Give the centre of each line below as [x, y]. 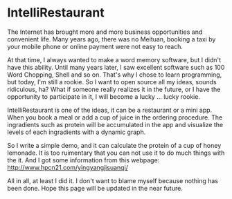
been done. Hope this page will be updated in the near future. [95, 188]
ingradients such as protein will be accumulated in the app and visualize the [115, 124]
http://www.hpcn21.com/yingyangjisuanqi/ [68, 167]
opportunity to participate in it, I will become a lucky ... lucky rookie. [104, 96]
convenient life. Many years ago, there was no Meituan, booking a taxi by [111, 39]
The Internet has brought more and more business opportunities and [105, 32]
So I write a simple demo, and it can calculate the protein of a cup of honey [114, 145]
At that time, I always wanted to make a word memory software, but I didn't [114, 59]
